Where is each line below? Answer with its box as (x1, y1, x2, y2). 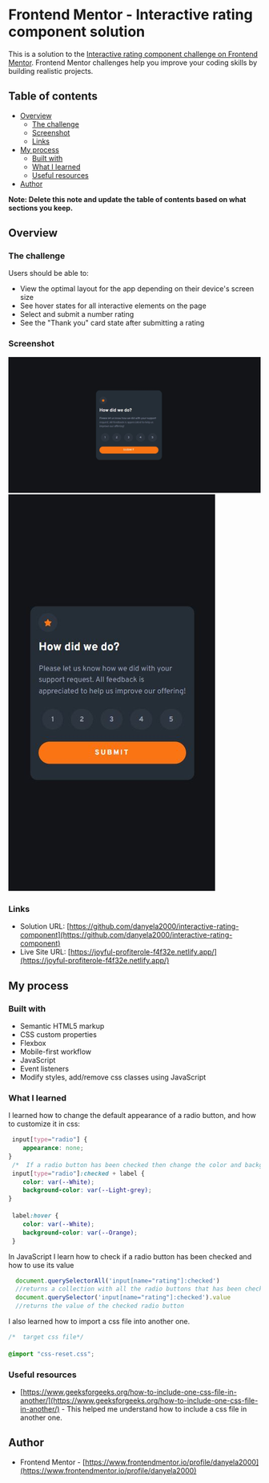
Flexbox (19, 1038, 46, 1047)
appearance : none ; (22, 1145, 84, 1153)
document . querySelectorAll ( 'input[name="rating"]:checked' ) (15, 1277, 220, 1285)
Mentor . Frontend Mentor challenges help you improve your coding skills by (8, 58, 258, 67)
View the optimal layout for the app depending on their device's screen (19, 284, 255, 294)
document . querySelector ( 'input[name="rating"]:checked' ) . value (15, 1294, 231, 1302)
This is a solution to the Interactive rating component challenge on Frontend (8, 49, 259, 59)
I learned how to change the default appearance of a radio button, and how (8, 1111, 256, 1120)
